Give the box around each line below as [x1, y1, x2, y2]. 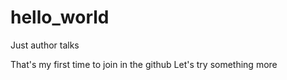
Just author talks [10, 39, 80, 51]
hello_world [10, 6, 110, 29]
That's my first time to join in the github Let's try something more [10, 58, 278, 70]
